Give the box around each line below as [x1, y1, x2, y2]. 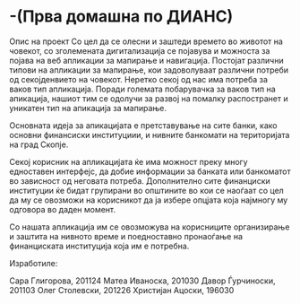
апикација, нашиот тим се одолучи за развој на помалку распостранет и [9, 92, 288, 104]
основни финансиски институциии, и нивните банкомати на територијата [9, 129, 290, 140]
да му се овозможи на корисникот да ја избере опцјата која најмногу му [9, 195, 288, 205]
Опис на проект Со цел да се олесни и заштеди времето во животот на [9, 36, 284, 47]
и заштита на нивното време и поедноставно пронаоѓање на [9, 230, 244, 241]
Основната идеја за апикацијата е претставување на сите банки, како [9, 119, 278, 131]
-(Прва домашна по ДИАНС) [9, 6, 234, 27]
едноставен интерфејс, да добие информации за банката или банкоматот [9, 166, 291, 177]
